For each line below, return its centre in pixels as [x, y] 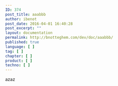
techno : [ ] [18, 65]
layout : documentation [29, 33]
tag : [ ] [14, 51]
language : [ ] [20, 47]
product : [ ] [19, 61]
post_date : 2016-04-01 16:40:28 [39, 24]
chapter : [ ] [19, 56]
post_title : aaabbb [26, 14]
